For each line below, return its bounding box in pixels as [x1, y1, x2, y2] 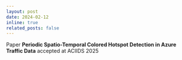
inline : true [6, 19, 38, 25]
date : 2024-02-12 [6, 14, 49, 20]
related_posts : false [6, 25, 60, 31]
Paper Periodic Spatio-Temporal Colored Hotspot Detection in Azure [6, 41, 177, 48]
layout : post [6, 8, 38, 15]
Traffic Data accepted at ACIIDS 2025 [6, 48, 99, 55]
